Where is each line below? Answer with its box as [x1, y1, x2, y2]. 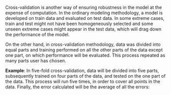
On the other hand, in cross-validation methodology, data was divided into [5, 41, 161, 47]
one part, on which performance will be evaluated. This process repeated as [5, 52, 165, 58]
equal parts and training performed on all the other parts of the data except [5, 47, 163, 53]
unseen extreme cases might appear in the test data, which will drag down [5, 26, 162, 32]
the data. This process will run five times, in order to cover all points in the [5, 79, 160, 84]
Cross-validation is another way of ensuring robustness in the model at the [5, 5, 162, 10]
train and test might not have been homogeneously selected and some [5, 20, 154, 27]
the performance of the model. [5, 32, 70, 37]
